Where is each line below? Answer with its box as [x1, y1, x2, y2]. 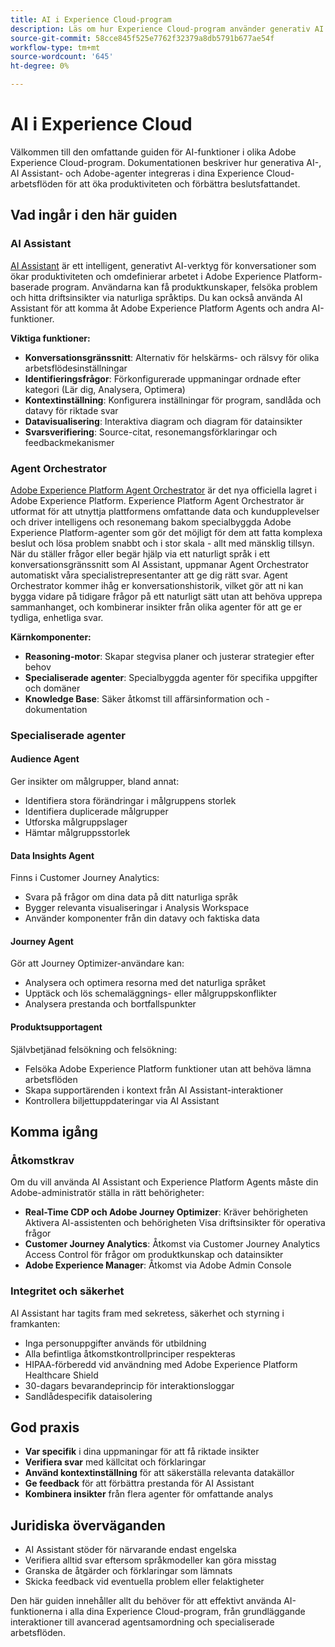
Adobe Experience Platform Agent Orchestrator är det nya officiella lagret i [10, 484, 317, 496]
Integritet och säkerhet [10, 1284, 125, 1298]
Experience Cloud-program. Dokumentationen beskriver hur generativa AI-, [10, 156, 322, 168]
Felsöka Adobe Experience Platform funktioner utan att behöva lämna [24, 1062, 312, 1075]
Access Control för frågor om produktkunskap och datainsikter [24, 1249, 284, 1261]
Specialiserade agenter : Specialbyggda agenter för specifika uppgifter [24, 671, 318, 683]
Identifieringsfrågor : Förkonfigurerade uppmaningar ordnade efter [24, 372, 302, 385]
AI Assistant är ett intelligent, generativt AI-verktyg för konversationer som [10, 259, 317, 271]
